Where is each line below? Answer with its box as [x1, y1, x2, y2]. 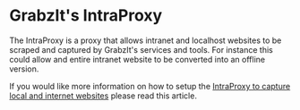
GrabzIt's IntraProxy [9, 5, 163, 26]
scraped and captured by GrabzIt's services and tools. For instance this [9, 44, 273, 55]
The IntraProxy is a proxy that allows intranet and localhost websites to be [9, 35, 282, 46]
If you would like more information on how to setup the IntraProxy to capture [9, 80, 291, 91]
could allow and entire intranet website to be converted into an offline [9, 54, 266, 64]
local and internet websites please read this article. [9, 90, 197, 101]
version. [9, 63, 39, 74]
